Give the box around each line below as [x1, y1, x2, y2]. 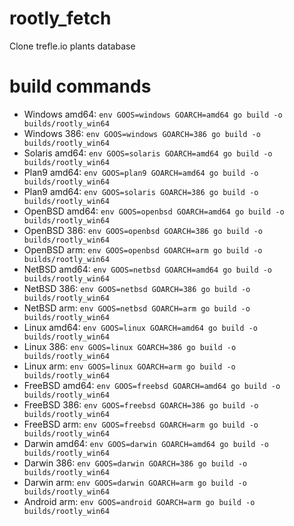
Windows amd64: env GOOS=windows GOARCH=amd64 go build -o [23, 108, 283, 120]
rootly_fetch [9, 7, 112, 30]
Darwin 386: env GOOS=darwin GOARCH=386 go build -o [23, 457, 248, 469]
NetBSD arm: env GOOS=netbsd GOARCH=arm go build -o [23, 302, 251, 314]
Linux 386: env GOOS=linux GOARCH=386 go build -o [23, 340, 237, 352]
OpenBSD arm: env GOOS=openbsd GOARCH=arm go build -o [23, 243, 263, 256]
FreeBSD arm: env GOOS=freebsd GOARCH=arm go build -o [23, 418, 259, 430]
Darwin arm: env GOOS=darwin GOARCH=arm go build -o [23, 476, 247, 488]
